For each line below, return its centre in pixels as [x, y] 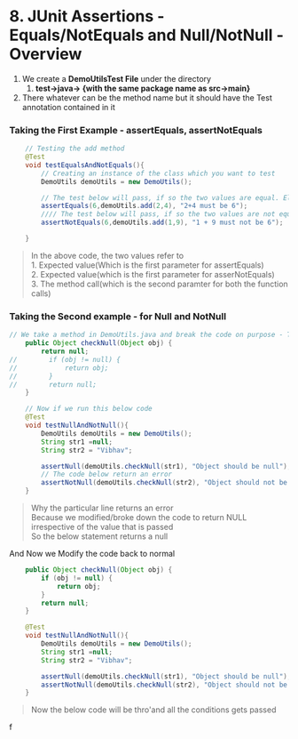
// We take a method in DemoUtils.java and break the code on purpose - [146, 335]
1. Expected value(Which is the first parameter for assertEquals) [147, 265]
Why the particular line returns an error [102, 508]
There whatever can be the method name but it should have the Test [147, 97]
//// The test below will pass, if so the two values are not [158, 214]
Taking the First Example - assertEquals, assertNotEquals [136, 130]
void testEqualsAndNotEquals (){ [85, 165]
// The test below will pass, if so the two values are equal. [160, 197]
